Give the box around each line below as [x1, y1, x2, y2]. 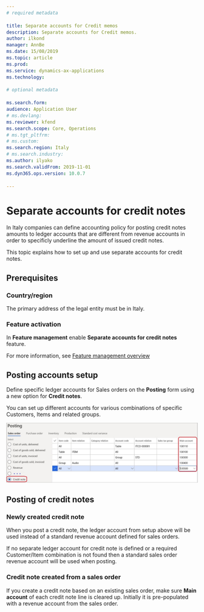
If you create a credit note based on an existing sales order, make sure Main [6, 586, 197, 594]
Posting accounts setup [6, 370, 98, 380]
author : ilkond [6, 35, 45, 42]
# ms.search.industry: [6, 151, 64, 158]
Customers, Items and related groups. [6, 411, 101, 418]
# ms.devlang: [6, 113, 42, 119]
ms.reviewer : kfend [6, 119, 56, 125]
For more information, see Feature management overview [6, 352, 150, 359]
